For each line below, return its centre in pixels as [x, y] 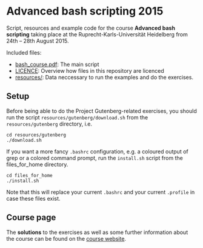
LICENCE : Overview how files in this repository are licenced [90, 70]
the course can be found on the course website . [66, 238]
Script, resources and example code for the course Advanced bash [91, 28]
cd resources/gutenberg [36, 135]
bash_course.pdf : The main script [57, 64]
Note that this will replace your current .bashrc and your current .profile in [101, 192]
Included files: [24, 52]
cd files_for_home [29, 175]
